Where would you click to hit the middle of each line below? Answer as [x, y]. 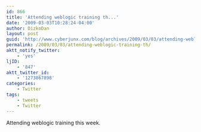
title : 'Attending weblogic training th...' [63, 17]
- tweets [28, 100]
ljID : [13, 61]
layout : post [22, 34]
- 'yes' [26, 56]
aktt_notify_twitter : [33, 51]
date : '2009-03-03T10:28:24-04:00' [51, 23]
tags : [13, 95]
